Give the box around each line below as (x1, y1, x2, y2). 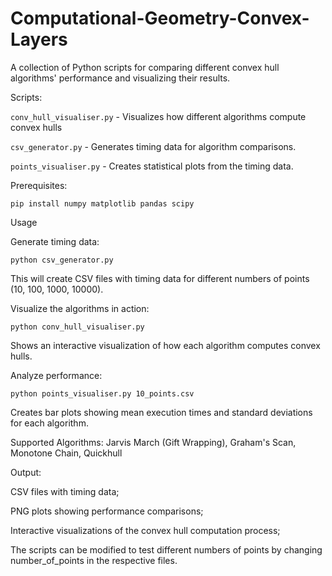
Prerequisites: (10, 179, 68, 191)
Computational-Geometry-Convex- (10, 7, 310, 30)
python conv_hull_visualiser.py (10, 322, 145, 332)
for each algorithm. (10, 417, 89, 429)
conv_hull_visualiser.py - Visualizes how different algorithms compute (10, 110, 307, 122)
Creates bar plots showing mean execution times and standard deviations (10, 406, 313, 418)
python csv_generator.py (10, 255, 114, 265)
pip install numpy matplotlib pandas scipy (10, 198, 195, 209)
